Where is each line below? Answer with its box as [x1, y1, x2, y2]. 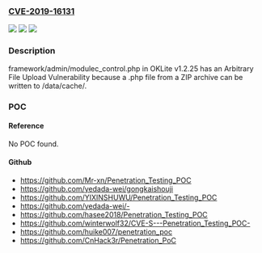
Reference [8, 121, 44, 131]
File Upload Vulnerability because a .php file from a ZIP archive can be [8, 72, 243, 82]
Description [8, 45, 56, 57]
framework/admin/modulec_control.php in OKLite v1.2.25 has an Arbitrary [8, 63, 254, 74]
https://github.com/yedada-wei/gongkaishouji [19, 183, 174, 193]
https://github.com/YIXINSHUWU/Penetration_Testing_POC [19, 192, 218, 202]
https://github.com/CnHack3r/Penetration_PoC [19, 235, 176, 245]
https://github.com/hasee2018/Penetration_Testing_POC [19, 209, 208, 219]
